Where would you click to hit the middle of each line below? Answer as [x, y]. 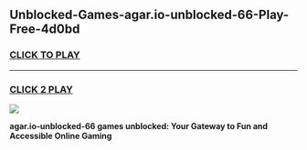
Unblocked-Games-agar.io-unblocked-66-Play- [149, 15]
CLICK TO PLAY [45, 55]
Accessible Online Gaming [61, 135]
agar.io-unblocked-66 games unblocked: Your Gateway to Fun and [138, 125]
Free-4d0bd [45, 30]
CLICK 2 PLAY [41, 89]
